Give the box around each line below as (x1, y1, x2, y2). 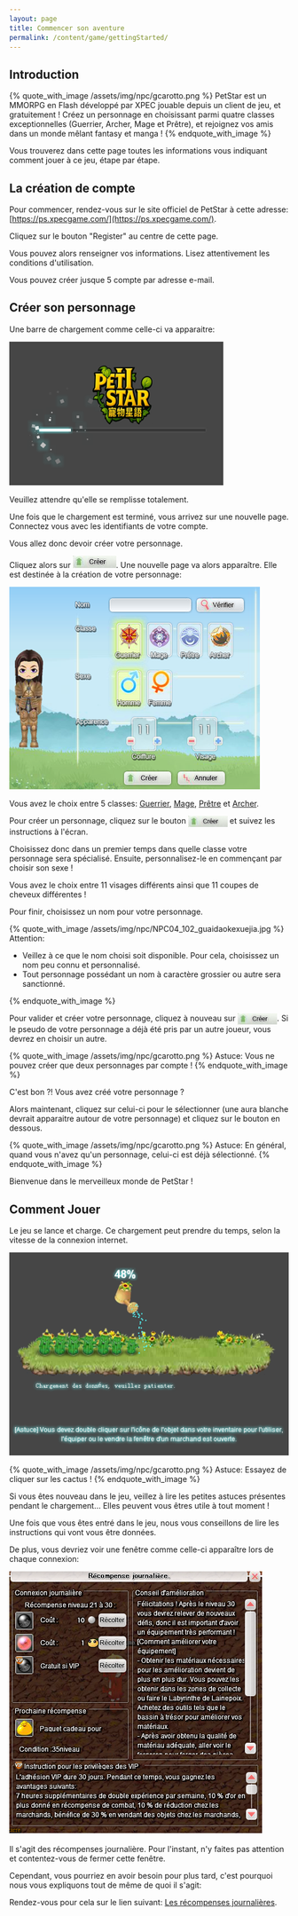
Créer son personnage (9, 300, 136, 315)
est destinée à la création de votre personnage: (9, 569, 182, 580)
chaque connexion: (9, 1554, 80, 1565)
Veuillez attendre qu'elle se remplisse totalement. (9, 493, 189, 505)
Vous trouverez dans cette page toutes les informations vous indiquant (9, 146, 268, 156)
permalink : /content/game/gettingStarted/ (9, 33, 169, 42)
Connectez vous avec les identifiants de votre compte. (9, 520, 208, 532)
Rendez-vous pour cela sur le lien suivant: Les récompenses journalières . (9, 1897, 278, 1908)
